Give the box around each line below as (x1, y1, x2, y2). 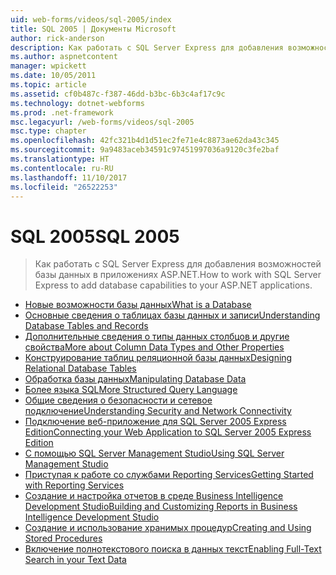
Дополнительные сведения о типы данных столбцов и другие (24, 331, 290, 343)
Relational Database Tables (24, 362, 137, 375)
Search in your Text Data (24, 554, 127, 566)
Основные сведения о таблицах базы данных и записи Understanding (24, 309, 321, 321)
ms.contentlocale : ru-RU (10, 163, 114, 173)
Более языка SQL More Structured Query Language (24, 384, 238, 396)
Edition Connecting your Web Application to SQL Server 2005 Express (24, 426, 312, 438)
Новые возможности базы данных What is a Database (24, 299, 252, 311)
